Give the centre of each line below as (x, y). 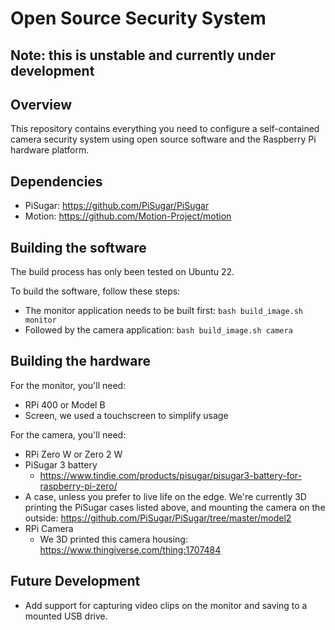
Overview (41, 104)
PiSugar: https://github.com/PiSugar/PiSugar (117, 206)
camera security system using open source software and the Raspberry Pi (163, 139)
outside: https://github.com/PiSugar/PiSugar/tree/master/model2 (158, 518)
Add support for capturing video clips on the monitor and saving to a (166, 605)
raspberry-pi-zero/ (78, 486)
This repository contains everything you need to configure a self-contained (165, 129)
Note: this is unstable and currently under (143, 55)
